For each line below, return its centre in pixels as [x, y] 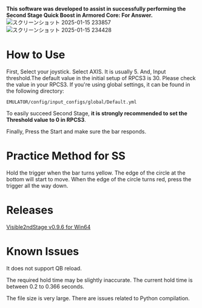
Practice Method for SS [66, 156]
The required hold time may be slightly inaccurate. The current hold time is [99, 280]
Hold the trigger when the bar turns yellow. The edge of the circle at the [96, 173]
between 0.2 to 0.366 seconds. [45, 286]
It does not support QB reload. [44, 268]
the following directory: [35, 91]
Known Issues [43, 252]
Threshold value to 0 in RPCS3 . [46, 119]
